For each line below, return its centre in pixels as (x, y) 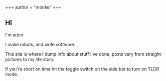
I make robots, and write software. (40, 44)
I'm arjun (14, 35)
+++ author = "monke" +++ (33, 7)
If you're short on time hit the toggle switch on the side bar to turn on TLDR (82, 69)
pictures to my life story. (30, 59)
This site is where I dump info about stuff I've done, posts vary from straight (83, 54)
